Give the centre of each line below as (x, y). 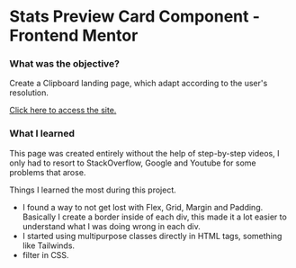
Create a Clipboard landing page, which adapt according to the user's (139, 84)
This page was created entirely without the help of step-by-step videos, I (144, 153)
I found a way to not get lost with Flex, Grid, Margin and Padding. (143, 207)
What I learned (42, 134)
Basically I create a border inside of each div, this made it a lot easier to (155, 217)
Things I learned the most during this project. (93, 190)
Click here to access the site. (63, 111)
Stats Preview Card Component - (135, 17)
